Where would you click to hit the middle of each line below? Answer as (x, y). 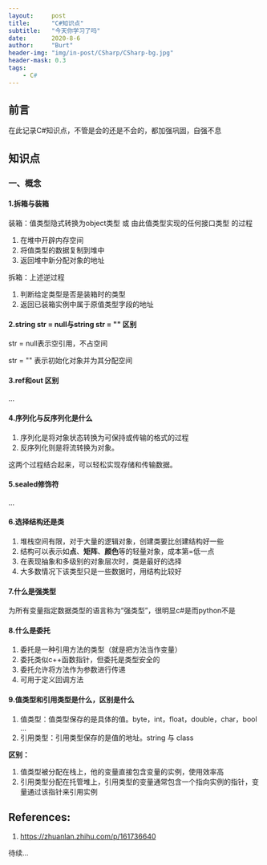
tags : (17, 68)
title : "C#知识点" (46, 23)
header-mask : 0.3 (37, 61)
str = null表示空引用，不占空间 (58, 344)
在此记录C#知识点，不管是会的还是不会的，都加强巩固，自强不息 (115, 131)
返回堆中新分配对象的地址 (62, 260)
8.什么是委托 (29, 630)
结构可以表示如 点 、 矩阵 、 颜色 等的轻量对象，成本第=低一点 (117, 551)
